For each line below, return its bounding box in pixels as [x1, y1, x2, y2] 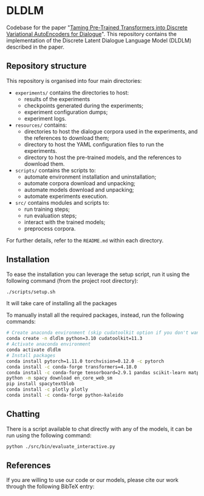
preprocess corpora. [24, 225, 76, 232]
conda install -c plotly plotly [6, 386, 88, 393]
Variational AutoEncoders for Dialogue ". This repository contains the [6, 30, 177, 37]
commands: [6, 318, 36, 325]
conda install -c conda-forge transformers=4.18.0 [6, 364, 137, 370]
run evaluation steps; [24, 211, 77, 219]
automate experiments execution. [24, 193, 108, 200]
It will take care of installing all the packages [6, 300, 117, 307]
